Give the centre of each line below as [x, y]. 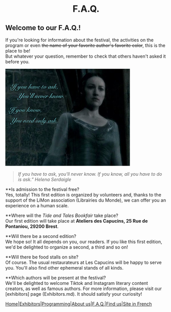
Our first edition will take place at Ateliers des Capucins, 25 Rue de [77, 221]
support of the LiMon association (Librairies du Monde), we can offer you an [86, 200]
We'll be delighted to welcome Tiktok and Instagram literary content [77, 283]
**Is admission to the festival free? [42, 189]
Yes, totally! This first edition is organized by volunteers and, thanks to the [83, 195]
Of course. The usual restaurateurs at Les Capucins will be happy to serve [84, 262]
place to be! [18, 51]
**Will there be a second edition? [41, 236]
